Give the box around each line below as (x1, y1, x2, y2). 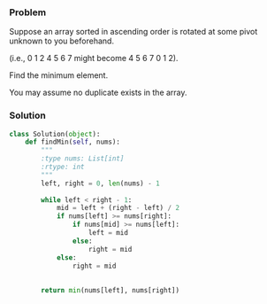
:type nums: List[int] (41, 154, 125, 163)
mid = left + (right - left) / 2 (56, 204, 179, 213)
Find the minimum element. (9, 70, 109, 81)
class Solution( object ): (9, 129, 101, 138)
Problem (9, 6, 47, 19)
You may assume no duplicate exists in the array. (9, 87, 187, 98)
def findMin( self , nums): (25, 137, 121, 147)
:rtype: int (41, 162, 86, 172)
